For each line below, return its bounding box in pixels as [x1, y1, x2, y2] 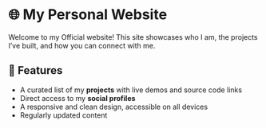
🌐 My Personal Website [8, 6, 168, 24]
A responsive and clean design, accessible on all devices [19, 102, 208, 111]
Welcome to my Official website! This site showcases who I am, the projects [8, 32, 258, 41]
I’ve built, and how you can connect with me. [8, 41, 156, 50]
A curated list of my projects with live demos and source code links [19, 85, 242, 95]
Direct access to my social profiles [19, 93, 136, 103]
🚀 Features [8, 64, 63, 77]
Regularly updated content [19, 110, 108, 120]
